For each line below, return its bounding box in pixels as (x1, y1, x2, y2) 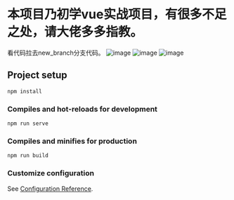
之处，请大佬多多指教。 (7, 24, 143, 40)
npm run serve (7, 120, 49, 127)
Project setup (7, 69, 68, 81)
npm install (7, 88, 42, 95)
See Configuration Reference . (7, 184, 93, 193)
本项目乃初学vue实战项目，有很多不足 (7, 6, 227, 22)
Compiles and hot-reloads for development (7, 104, 158, 114)
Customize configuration (7, 168, 95, 178)
